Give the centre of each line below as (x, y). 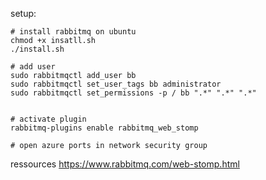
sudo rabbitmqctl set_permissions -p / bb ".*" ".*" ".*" (133, 93)
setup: (23, 13)
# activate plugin (48, 119)
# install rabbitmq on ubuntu (73, 32)
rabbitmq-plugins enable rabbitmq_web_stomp (104, 128)
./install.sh (37, 49)
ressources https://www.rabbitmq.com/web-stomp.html (125, 164)
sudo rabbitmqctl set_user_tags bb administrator (116, 84)
